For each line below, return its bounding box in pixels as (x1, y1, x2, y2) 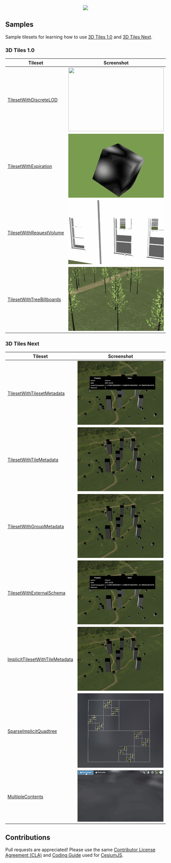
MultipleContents (7, 794, 44, 800)
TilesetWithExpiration (7, 164, 52, 170)
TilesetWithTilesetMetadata (7, 390, 65, 396)
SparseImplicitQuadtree (7, 728, 58, 734)
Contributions (5, 833, 50, 842)
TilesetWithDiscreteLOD (7, 97, 58, 103)
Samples (5, 20, 34, 29)
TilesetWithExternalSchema (7, 590, 66, 596)
